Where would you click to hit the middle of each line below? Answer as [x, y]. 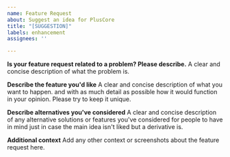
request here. [26, 147]
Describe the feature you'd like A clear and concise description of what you [115, 85]
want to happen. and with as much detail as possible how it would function [112, 92]
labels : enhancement [37, 32]
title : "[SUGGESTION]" [39, 26]
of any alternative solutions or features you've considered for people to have [115, 119]
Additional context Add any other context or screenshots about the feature [113, 140]
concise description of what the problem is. [68, 72]
